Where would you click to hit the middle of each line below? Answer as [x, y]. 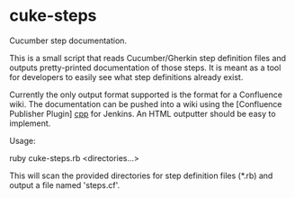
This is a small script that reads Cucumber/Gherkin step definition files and [147, 58]
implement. [30, 123]
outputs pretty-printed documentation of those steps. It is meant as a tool [145, 67]
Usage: [22, 140]
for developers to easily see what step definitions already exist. [126, 76]
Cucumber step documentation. [68, 40]
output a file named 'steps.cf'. [64, 184]
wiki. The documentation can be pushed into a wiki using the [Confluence [146, 103]
